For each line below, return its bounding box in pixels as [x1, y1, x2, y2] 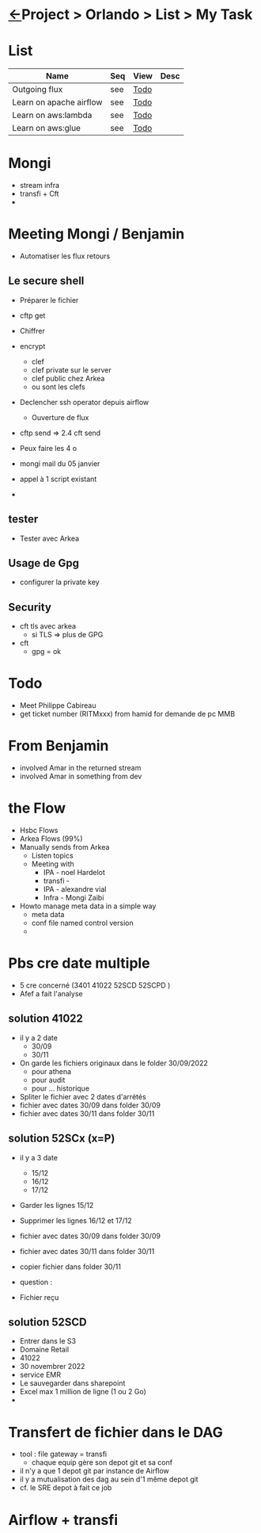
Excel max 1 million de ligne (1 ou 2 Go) [19, 1387, 146, 1397]
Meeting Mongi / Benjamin [8, 225, 185, 243]
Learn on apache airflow [12, 97, 103, 108]
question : [19, 1277, 53, 1286]
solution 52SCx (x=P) [8, 1132, 115, 1145]
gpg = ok [31, 647, 62, 656]
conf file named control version [31, 918, 134, 928]
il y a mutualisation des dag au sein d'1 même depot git [19, 1474, 199, 1484]
